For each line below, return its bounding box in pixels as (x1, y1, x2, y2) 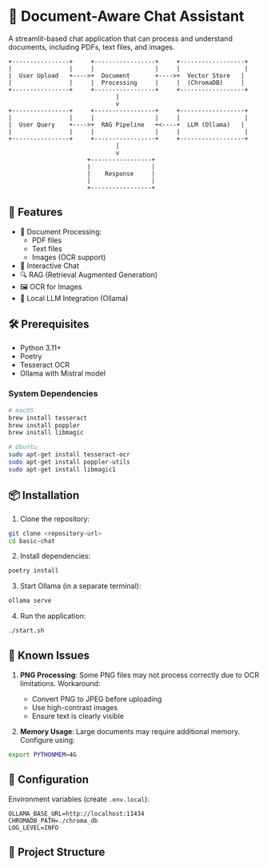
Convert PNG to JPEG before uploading (31, 694, 162, 704)
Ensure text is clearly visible (31, 711, 124, 720)
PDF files (31, 235, 62, 245)
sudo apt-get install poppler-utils (8, 458, 130, 467)
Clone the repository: (19, 514, 90, 524)
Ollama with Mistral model (19, 368, 106, 378)
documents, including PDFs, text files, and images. (8, 42, 176, 51)
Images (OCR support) (31, 252, 106, 262)
